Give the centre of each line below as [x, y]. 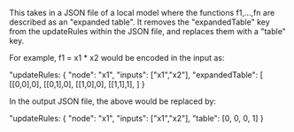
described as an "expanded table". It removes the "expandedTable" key [139, 22]
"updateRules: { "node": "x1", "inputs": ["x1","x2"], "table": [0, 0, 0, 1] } [136, 118]
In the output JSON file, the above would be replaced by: [113, 101]
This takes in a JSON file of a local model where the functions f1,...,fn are [142, 13]
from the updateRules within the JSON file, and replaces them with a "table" [147, 31]
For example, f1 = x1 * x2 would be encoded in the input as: [117, 58]
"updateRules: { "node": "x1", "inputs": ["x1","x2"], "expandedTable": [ [136, 75]
